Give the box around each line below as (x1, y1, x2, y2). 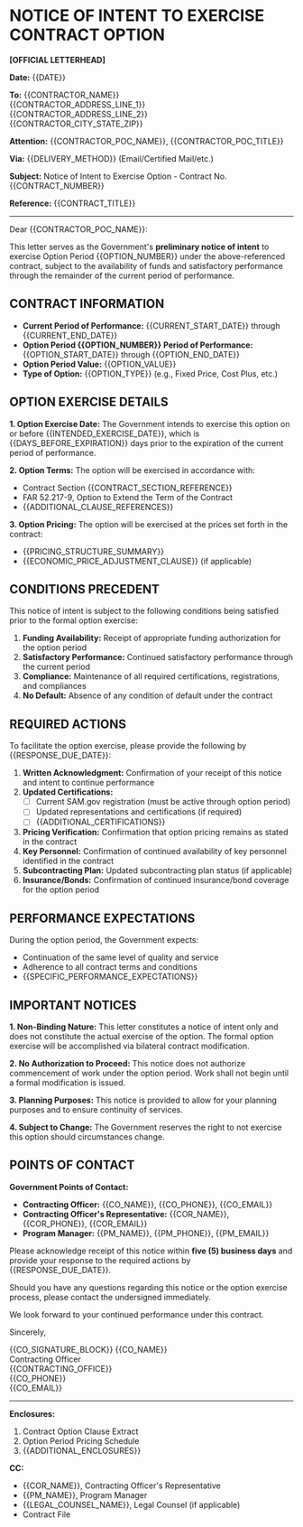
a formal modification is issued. (9, 1077, 126, 1088)
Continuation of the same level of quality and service (22, 952, 219, 963)
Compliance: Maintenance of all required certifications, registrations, (22, 671, 280, 682)
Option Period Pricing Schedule (22, 1435, 140, 1446)
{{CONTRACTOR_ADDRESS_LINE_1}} (9, 98, 146, 109)
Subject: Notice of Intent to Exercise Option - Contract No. (9, 171, 227, 182)
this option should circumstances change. (9, 1131, 165, 1142)
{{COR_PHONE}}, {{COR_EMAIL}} (22, 1218, 148, 1229)
